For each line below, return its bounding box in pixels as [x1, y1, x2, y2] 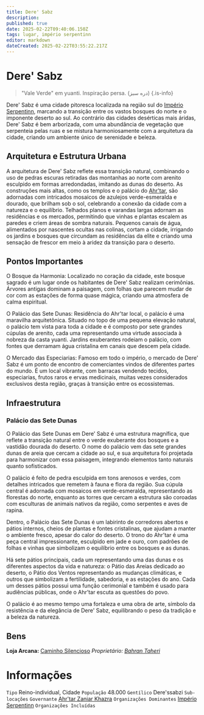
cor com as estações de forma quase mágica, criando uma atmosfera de [6, 292, 189, 299]
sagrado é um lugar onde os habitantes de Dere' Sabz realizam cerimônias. [6, 279, 195, 286]
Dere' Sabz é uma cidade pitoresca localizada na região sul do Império [6, 101, 184, 108]
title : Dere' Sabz [6, 9, 53, 15]
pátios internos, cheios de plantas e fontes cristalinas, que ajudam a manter [6, 525, 196, 532]
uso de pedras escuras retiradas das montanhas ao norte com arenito [6, 174, 181, 181]
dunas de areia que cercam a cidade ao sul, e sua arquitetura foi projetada [6, 449, 193, 457]
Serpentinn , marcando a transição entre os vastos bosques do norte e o [6, 107, 187, 115]
